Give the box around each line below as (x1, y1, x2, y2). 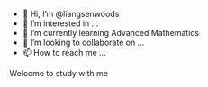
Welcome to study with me (9, 68, 108, 78)
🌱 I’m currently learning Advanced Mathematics (22, 28, 200, 38)
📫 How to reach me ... (22, 48, 106, 57)
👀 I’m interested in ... (22, 18, 99, 29)
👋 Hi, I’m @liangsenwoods (22, 9, 120, 19)
